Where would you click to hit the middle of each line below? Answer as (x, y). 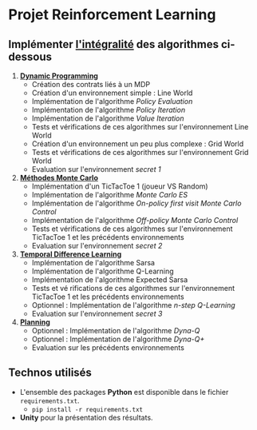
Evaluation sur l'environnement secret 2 (97, 246)
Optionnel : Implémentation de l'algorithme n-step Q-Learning (133, 305)
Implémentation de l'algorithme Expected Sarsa (110, 280)
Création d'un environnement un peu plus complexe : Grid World (138, 144)
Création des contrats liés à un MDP (91, 84)
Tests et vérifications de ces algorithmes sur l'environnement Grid (140, 152)
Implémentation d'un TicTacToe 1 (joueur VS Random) (120, 186)
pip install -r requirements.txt (87, 409)
